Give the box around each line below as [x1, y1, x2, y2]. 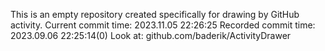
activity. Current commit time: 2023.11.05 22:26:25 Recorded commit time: [10, 19, 316, 31]
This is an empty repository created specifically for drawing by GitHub [10, 9, 300, 20]
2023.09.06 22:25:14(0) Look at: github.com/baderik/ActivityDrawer [10, 30, 292, 41]
